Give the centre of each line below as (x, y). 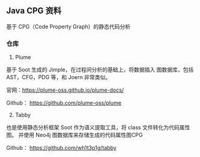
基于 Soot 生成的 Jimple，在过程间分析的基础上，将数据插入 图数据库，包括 (100, 70)
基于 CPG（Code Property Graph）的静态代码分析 (69, 27)
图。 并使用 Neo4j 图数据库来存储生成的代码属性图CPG (75, 135)
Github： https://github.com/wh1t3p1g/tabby (61, 148)
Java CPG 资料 (34, 11)
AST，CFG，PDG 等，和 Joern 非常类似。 (59, 77)
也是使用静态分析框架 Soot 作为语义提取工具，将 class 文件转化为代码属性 (98, 127)
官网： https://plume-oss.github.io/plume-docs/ (65, 90)
